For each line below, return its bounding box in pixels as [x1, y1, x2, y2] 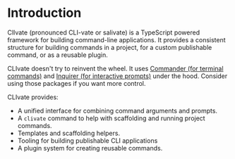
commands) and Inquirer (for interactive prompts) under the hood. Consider [7, 72, 228, 80]
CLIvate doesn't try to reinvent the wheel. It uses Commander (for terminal [7, 64, 224, 72]
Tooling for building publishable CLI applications [17, 136, 158, 145]
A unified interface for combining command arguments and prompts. [17, 106, 217, 115]
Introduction [7, 5, 82, 21]
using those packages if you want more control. [7, 79, 146, 87]
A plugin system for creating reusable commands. [17, 144, 163, 152]
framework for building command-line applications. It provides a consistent [7, 35, 226, 44]
